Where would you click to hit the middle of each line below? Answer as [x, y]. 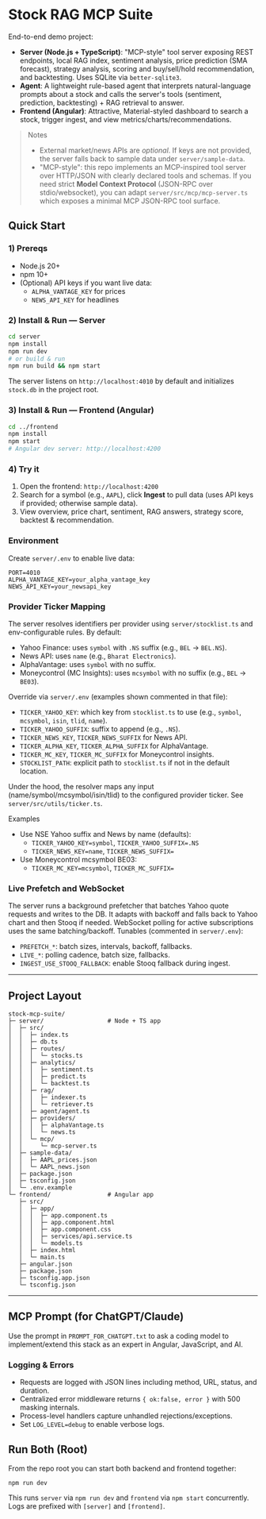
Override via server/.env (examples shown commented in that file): [118, 696]
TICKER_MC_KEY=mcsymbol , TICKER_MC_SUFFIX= [103, 868]
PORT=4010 [25, 573]
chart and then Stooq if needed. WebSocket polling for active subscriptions [131, 923]
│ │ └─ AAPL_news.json [49, 1167]
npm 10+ [34, 274]
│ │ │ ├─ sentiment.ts [51, 1070]
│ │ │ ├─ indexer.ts [47, 1097]
